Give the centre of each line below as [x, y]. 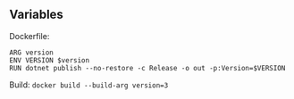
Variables [37, 15]
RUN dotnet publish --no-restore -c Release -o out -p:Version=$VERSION [147, 68]
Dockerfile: [29, 36]
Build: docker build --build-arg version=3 [89, 85]
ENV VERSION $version [50, 60]
